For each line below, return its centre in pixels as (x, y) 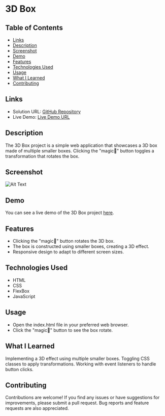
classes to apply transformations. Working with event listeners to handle (81, 364)
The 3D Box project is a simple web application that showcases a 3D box (81, 145)
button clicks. (20, 369)
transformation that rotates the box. (42, 156)
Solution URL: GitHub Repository (47, 111)
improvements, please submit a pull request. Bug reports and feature (77, 403)
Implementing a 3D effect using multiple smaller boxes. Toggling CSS (77, 358)
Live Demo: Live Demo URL (41, 117)
